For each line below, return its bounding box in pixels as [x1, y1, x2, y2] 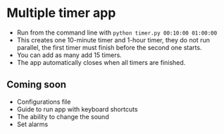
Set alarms [16, 120, 49, 128]
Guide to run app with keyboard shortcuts [16, 104, 138, 114]
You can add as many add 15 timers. [16, 51, 123, 59]
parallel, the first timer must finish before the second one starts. [16, 43, 202, 51]
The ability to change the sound [16, 112, 110, 121]
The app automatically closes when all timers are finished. [16, 58, 186, 66]
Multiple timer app [6, 5, 116, 21]
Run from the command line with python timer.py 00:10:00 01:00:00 [16, 28, 218, 37]
